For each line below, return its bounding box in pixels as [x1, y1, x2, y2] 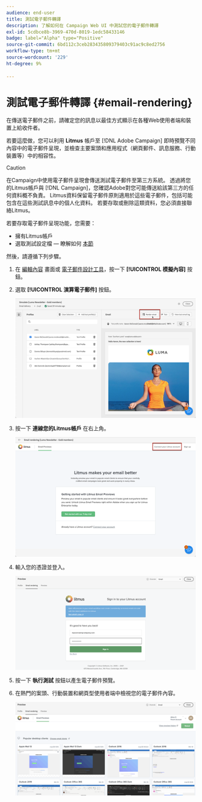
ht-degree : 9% [6, 60, 42, 66]
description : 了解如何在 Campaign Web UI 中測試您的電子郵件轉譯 [6, 22, 159, 28]
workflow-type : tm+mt [6, 48, 61, 54]
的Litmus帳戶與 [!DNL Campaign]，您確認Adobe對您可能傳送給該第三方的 [6, 184, 189, 191]
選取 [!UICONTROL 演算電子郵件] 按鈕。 [14, 286, 115, 293]
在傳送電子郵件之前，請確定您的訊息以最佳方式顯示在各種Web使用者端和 [6, 116, 186, 124]
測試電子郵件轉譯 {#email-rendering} [6, 95, 193, 109]
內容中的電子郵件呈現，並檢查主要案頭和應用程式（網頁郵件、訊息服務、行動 [6, 145, 196, 152]
